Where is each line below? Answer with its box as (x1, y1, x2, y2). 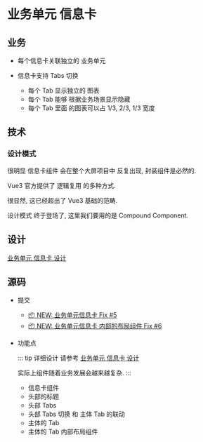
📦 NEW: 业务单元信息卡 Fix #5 (27, 311, 117, 319)
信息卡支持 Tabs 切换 (17, 72, 79, 79)
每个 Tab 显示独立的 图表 (27, 86, 100, 95)
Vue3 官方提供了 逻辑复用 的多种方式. (7, 181, 116, 189)
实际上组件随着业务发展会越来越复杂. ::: (17, 369, 131, 377)
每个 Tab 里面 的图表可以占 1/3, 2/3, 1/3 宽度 (27, 104, 156, 112)
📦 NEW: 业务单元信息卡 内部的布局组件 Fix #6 (27, 322, 162, 330)
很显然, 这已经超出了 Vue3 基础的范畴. (7, 196, 118, 204)
